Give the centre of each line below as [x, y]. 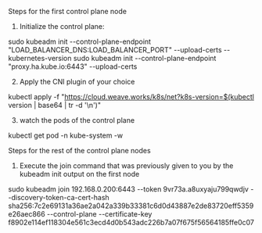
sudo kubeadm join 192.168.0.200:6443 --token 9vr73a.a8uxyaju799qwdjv [128, 189]
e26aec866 [27, 214]
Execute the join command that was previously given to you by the [126, 166]
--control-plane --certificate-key [99, 214]
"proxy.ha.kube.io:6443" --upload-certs [73, 66]
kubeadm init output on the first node [79, 174]
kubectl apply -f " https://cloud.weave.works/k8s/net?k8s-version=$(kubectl [131, 97]
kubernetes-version [40, 58]
